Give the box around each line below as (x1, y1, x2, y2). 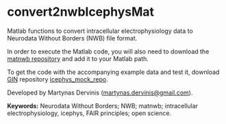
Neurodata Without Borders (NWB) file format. (7, 34, 138, 42)
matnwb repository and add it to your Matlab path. (7, 54, 149, 62)
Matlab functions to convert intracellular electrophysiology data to (7, 27, 193, 35)
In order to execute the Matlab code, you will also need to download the (7, 47, 210, 55)
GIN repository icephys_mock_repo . (7, 75, 108, 83)
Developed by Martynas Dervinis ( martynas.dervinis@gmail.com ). (7, 88, 193, 97)
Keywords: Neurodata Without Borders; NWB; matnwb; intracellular (7, 101, 199, 110)
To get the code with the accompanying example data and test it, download (7, 68, 220, 76)
